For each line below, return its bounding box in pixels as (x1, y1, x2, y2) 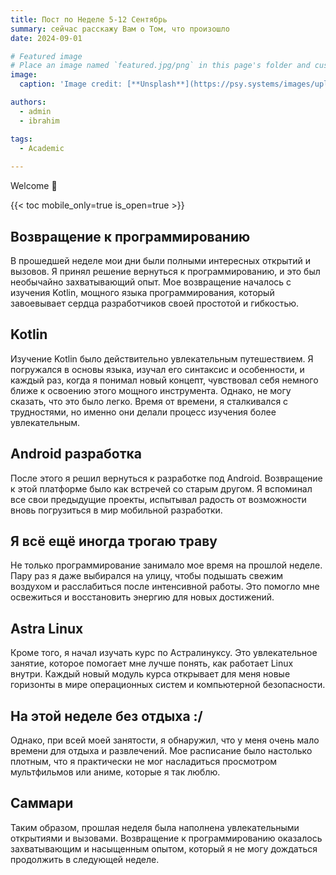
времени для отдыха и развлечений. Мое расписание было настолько (10, 745, 313, 756)
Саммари (10, 795, 74, 812)
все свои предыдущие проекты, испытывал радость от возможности (10, 493, 307, 505)
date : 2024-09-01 (10, 33, 83, 43)
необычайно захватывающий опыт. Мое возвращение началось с (10, 276, 292, 288)
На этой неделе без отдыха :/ (10, 707, 203, 725)
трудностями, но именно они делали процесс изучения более (10, 406, 277, 418)
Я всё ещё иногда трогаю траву (10, 532, 218, 550)
